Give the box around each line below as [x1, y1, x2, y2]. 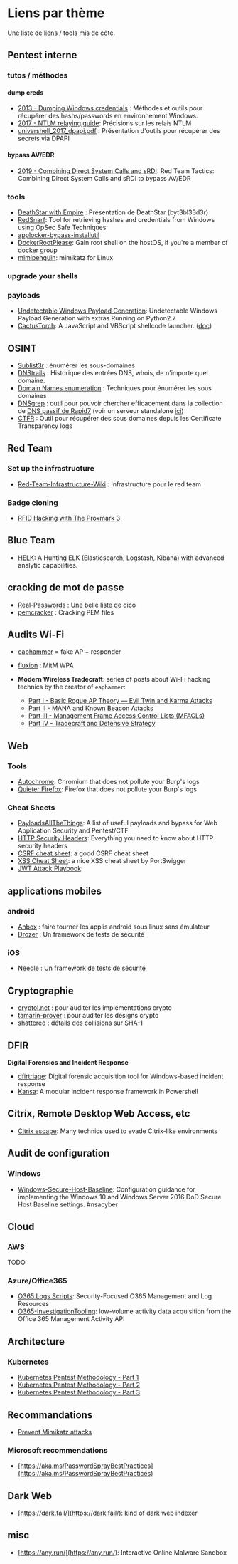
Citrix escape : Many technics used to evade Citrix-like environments [17, 1127, 218, 1135]
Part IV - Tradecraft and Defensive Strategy [28, 719, 156, 728]
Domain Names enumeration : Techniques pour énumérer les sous [17, 383, 212, 392]
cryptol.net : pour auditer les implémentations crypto [17, 1003, 172, 1012]
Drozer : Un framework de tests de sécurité [17, 930, 145, 939]
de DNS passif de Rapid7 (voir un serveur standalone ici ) [17, 406, 184, 415]
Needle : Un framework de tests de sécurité [17, 964, 146, 973]
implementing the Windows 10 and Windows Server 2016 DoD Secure [17, 1192, 222, 1201]
